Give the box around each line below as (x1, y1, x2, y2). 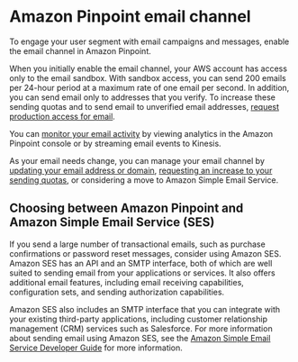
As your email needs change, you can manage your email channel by (9, 155, 266, 166)
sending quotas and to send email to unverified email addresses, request (9, 101, 280, 112)
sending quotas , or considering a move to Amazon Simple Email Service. (9, 174, 279, 186)
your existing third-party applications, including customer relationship (9, 313, 268, 324)
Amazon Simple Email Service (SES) (9, 214, 215, 231)
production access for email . (9, 111, 115, 122)
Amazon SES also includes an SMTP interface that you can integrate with (9, 303, 281, 314)
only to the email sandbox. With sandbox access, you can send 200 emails (9, 72, 286, 83)
